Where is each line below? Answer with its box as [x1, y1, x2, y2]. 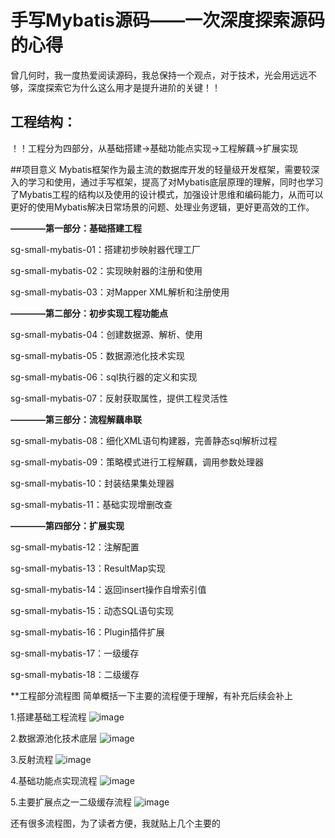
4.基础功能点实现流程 [10, 774, 98, 786]
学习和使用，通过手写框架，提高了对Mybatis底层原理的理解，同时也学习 [27, 176, 324, 188]
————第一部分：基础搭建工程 [10, 222, 142, 234]
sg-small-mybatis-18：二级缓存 [10, 668, 140, 680]
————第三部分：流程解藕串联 [10, 413, 142, 425]
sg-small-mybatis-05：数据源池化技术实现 [10, 349, 185, 361]
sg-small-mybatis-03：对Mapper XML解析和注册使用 [10, 286, 230, 298]
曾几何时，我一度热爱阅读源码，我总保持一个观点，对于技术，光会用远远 [10, 69, 308, 81]
